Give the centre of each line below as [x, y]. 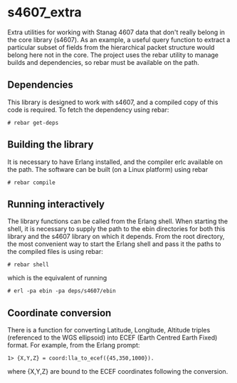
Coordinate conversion [59, 313]
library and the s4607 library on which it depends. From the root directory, [116, 237]
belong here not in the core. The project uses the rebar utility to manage [113, 55]
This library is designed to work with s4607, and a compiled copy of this [113, 102]
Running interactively [56, 204]
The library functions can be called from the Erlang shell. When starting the [118, 221]
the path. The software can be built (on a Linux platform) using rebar [108, 169]
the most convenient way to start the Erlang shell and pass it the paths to [114, 244]
